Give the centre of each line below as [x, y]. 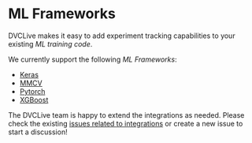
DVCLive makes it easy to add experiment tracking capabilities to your [122, 36]
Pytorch [32, 91]
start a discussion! [38, 132]
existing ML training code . [50, 43]
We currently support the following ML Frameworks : [93, 59]
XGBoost [34, 100]
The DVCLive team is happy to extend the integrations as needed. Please [126, 115]
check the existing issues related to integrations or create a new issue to [126, 123]
